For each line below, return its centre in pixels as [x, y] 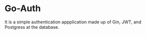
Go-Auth [23, 9]
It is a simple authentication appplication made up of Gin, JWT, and [73, 22]
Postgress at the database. [32, 27]
